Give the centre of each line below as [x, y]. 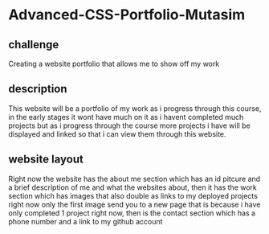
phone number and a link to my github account [86, 221]
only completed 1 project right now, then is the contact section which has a [132, 213]
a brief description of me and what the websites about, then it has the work [132, 187]
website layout [46, 160]
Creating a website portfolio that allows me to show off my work [114, 64]
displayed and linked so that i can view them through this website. [117, 133]
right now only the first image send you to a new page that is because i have [134, 204]
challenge [34, 45]
